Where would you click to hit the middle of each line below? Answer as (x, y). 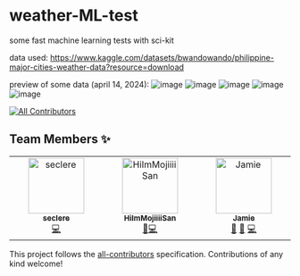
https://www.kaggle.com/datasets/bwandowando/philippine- (162, 57)
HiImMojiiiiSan (150, 218)
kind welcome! (36, 263)
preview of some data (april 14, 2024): (79, 84)
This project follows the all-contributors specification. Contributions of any (146, 254)
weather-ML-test (74, 16)
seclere (56, 218)
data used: (29, 57)
